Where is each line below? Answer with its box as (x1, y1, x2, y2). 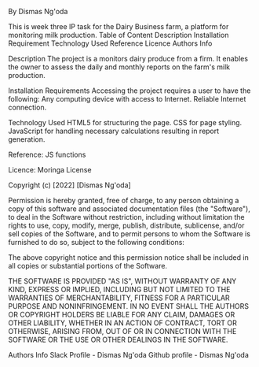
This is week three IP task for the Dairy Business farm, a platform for (8, 22, 229, 31)
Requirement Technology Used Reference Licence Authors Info (8, 39, 213, 48)
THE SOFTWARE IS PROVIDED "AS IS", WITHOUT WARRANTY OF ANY (8, 276, 237, 286)
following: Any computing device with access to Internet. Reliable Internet (8, 95, 246, 103)
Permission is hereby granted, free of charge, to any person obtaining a (8, 196, 239, 205)
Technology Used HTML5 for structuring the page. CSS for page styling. (8, 118, 243, 127)
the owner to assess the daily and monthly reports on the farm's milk (8, 62, 231, 72)
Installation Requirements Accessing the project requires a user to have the (8, 86, 251, 95)
